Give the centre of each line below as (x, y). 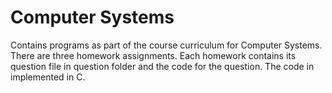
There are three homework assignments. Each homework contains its (153, 55)
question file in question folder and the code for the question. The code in (162, 66)
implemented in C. (48, 77)
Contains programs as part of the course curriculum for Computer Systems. (166, 45)
